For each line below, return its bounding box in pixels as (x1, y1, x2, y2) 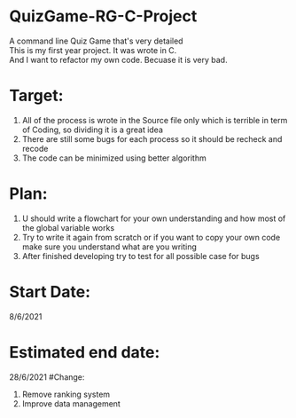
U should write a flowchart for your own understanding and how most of (21, 213, 286, 224)
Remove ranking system (21, 389, 111, 399)
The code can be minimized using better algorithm (21, 153, 206, 163)
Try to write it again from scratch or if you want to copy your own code (21, 232, 281, 242)
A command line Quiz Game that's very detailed (9, 35, 183, 46)
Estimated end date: (9, 342, 160, 362)
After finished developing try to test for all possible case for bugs (21, 250, 260, 261)
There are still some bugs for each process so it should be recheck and (21, 133, 283, 144)
